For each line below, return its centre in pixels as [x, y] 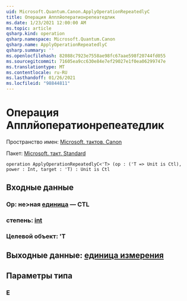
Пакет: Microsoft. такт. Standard [46, 153]
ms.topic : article [29, 28]
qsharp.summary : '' [30, 50]
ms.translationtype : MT [36, 67]
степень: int [24, 220]
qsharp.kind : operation [36, 34]
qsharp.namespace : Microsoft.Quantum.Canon [61, 39]
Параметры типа [39, 276]
